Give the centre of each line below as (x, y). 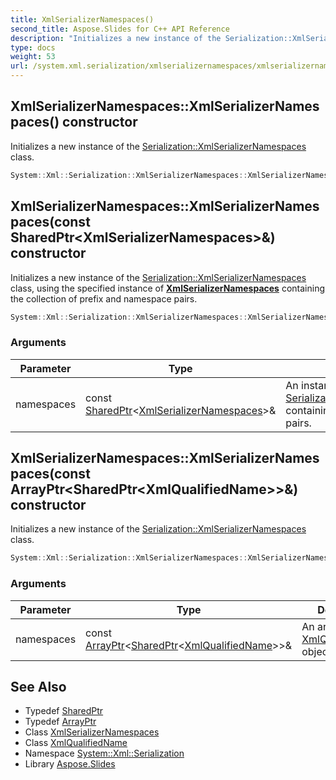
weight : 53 (33, 57)
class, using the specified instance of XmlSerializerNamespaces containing (167, 288)
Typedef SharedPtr (64, 711)
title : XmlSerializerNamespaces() (82, 19)
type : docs (33, 47)
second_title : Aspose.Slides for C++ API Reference (120, 29)
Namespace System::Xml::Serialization (104, 753)
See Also (38, 687)
